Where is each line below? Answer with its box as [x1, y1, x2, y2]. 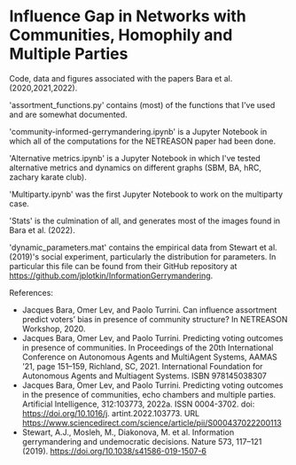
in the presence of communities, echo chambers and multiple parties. [21, 389, 277, 399]
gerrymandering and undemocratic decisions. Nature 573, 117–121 [21, 436, 262, 446]
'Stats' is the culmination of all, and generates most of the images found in [9, 215, 281, 226]
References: [9, 287, 53, 298]
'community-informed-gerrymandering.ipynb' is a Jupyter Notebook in [9, 126, 268, 136]
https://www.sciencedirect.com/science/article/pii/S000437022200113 [21, 417, 282, 428]
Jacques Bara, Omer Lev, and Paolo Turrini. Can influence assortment [21, 304, 277, 315]
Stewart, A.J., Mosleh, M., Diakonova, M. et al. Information [21, 427, 235, 438]
